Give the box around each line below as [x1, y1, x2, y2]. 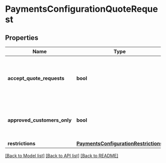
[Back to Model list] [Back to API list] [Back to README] [5, 153, 119, 159]
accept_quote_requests [7, 75, 65, 82]
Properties [5, 33, 39, 42]
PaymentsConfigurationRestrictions [76, 140, 163, 147]
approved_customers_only [7, 117, 72, 124]
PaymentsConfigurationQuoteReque [5, 3, 158, 15]
